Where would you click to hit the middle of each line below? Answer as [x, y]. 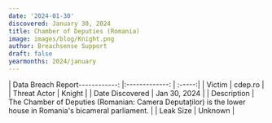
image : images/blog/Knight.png [61, 39]
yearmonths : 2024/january [52, 62]
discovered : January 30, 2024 [60, 24]
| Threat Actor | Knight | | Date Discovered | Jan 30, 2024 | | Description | [132, 93]
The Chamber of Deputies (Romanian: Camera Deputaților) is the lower [127, 102]
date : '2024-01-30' [42, 16]
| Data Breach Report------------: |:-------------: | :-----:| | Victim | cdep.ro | [136, 84]
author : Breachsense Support [58, 46]
